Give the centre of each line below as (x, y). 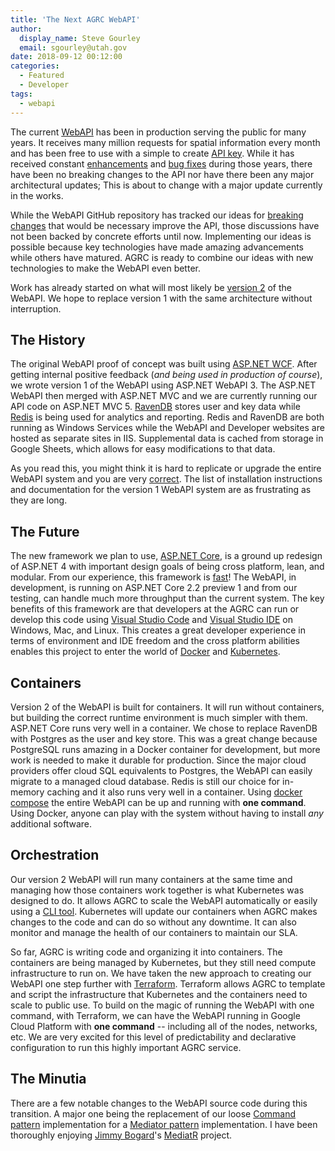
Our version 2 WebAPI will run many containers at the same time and (151, 879)
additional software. (51, 823)
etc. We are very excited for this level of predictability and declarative (153, 1037)
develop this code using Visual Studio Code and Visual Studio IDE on (151, 620)
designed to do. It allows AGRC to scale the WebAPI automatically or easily (164, 900)
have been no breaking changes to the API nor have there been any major (162, 174)
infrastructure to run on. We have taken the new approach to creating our (161, 973)
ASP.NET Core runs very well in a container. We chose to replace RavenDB (164, 728)
